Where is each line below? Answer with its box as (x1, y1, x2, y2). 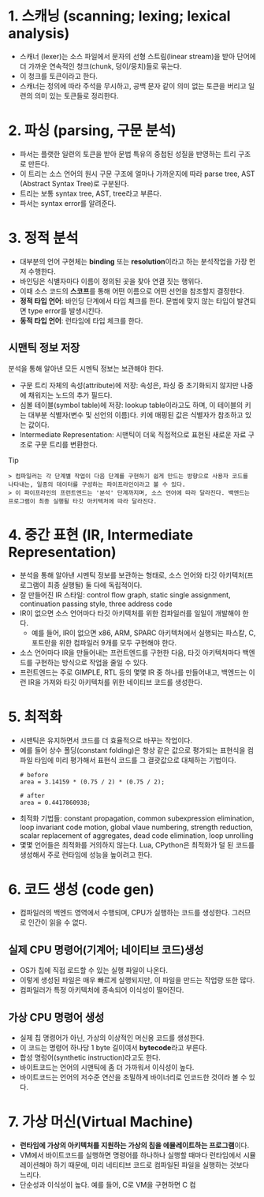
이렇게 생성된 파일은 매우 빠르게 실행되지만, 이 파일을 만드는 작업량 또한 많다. (19, 975, 255, 985)
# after (19, 791, 45, 799)
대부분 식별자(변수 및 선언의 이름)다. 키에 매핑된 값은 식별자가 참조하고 (28, 410, 244, 419)
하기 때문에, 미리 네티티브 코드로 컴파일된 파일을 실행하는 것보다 (54, 1161, 250, 1169)
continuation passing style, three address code (19, 599, 173, 608)
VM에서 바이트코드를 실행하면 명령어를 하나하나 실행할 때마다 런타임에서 (19, 1150, 242, 1160)
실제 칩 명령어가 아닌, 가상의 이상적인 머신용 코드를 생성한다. (19, 1033, 205, 1042)
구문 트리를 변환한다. (34, 440, 99, 449)
